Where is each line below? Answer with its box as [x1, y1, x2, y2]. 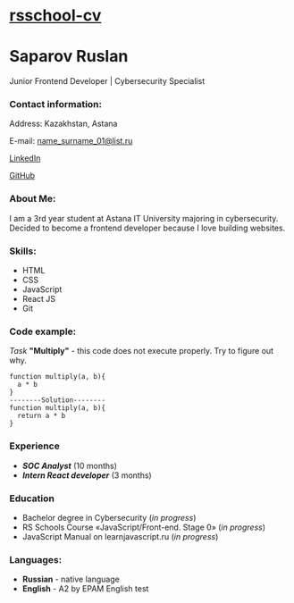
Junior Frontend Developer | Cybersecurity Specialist [9, 76, 206, 87]
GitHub [9, 171, 36, 181]
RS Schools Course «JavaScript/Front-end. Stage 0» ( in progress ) [21, 522, 266, 532]
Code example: [9, 325, 77, 338]
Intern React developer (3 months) [21, 470, 152, 481]
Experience [9, 440, 60, 452]
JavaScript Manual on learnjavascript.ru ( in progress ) [21, 531, 219, 541]
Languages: [9, 553, 63, 565]
